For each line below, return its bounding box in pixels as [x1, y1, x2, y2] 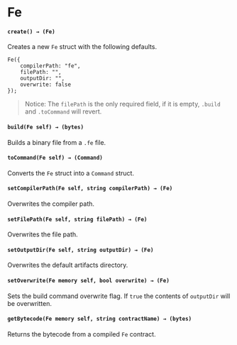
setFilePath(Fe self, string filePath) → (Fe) [7, 216, 148, 223]
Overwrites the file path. [7, 230, 78, 239]
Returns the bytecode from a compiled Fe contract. [7, 329, 156, 338]
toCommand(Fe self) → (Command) [7, 154, 103, 162]
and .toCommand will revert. [24, 107, 102, 116]
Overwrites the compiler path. [7, 199, 94, 208]
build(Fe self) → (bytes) [7, 124, 84, 131]
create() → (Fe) [7, 28, 55, 35]
